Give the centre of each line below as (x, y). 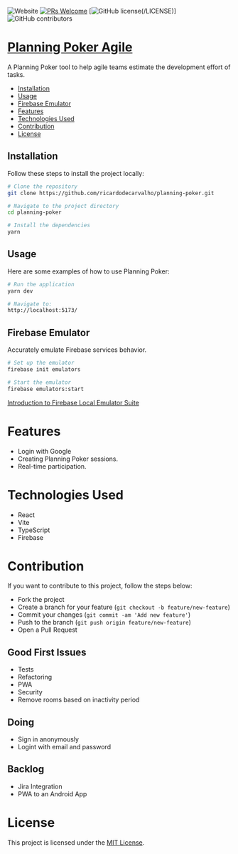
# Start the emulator (39, 382)
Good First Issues (47, 652)
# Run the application (41, 284)
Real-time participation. (52, 466)
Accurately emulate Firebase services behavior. (77, 350)
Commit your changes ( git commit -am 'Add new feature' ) (104, 615)
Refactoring (35, 677)
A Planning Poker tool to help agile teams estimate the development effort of (119, 67)
